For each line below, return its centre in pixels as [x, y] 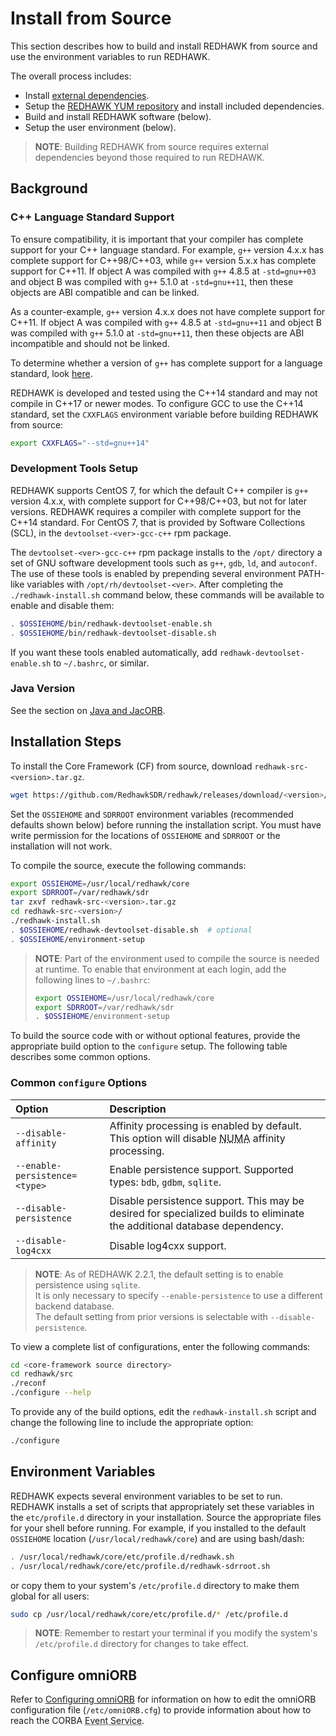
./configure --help [51, 1393]
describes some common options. [80, 1057]
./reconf [28, 1383]
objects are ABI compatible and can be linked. [105, 292]
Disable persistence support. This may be [207, 1200]
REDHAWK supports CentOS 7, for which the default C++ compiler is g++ [159, 490]
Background [49, 188]
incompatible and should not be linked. [90, 343]
